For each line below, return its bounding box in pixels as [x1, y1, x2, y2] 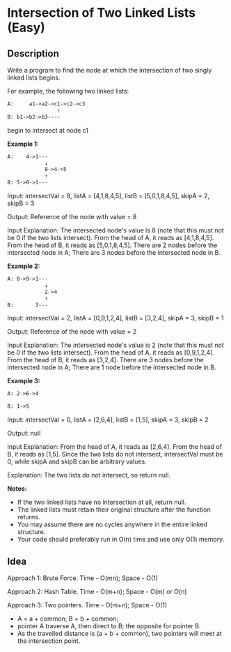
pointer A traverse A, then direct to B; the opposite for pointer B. [17, 621, 201, 630]
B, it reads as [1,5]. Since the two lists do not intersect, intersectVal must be [7, 450, 223, 459]
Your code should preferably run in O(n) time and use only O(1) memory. [17, 535, 225, 544]
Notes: [7, 484, 28, 493]
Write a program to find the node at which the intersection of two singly [7, 66, 212, 74]
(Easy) [7, 20, 45, 36]
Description [7, 47, 59, 59]
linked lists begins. [7, 73, 61, 82]
